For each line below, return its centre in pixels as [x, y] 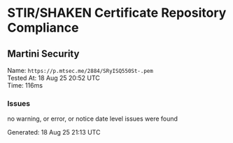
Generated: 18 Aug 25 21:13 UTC [54, 132]
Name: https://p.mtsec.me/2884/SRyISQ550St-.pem [80, 70]
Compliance [43, 28]
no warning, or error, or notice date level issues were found [93, 119]
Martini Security [43, 54]
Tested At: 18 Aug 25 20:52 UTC [54, 78]
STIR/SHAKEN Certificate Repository [117, 13]
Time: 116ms [25, 85]
